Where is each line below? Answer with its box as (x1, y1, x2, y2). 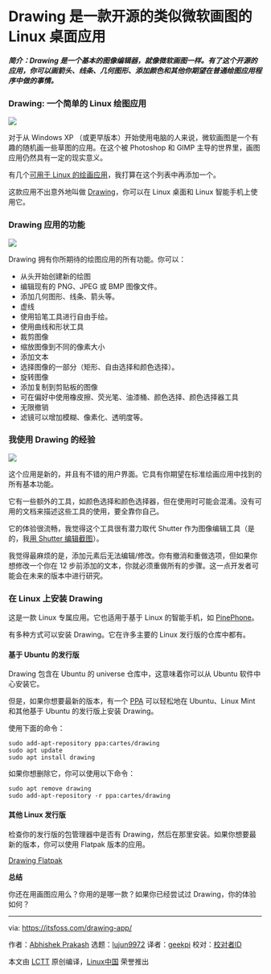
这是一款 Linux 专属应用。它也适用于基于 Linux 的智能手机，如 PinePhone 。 (8, 613, 259, 622)
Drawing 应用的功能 (8, 219, 86, 230)
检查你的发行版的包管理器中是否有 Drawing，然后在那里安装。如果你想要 (8, 829, 249, 839)
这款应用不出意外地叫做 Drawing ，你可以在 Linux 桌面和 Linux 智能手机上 (8, 187, 251, 197)
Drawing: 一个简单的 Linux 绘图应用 (8, 97, 147, 109)
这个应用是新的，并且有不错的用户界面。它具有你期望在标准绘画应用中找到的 (8, 468, 262, 479)
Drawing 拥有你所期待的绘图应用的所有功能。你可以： (8, 254, 187, 264)
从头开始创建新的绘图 (19, 271, 91, 281)
